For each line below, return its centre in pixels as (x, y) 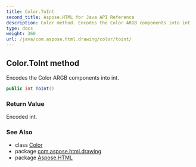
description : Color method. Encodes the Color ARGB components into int (98, 23)
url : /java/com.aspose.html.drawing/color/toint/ (69, 39)
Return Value (25, 103)
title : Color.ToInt (30, 12)
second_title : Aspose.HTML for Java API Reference (70, 17)
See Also (19, 132)
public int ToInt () (30, 89)
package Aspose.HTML (44, 157)
